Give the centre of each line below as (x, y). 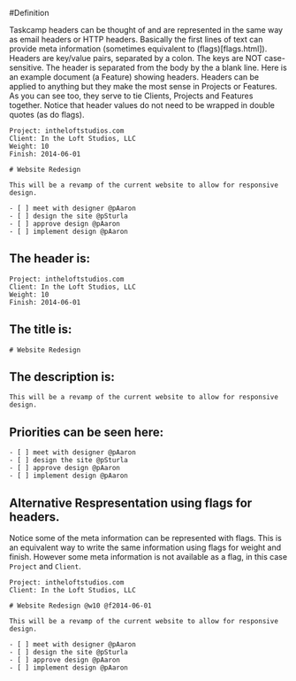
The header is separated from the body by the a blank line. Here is (166, 67)
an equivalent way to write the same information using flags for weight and (145, 547)
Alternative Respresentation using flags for (131, 503)
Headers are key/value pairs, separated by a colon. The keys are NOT (136, 58)
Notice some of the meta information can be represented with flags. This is (146, 538)
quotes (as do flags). (47, 115)
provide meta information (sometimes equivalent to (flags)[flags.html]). (138, 49)
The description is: (62, 377)
